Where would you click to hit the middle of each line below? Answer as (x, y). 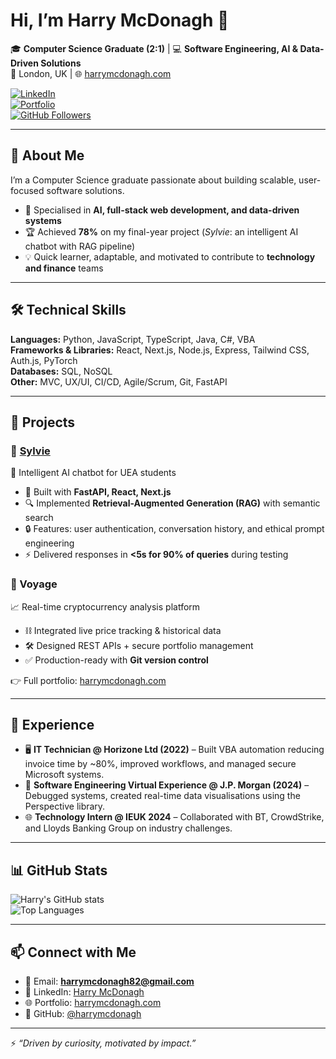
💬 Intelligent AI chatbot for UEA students (93, 473)
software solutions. (85, 190)
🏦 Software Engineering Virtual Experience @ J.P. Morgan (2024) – (167, 785)
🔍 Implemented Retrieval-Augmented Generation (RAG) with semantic (172, 503)
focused (27, 190)
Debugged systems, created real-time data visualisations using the (162, 796)
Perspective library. (65, 806)
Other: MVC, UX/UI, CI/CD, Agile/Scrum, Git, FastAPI (119, 381)
